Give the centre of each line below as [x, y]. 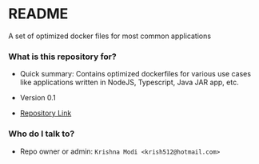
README [38, 14]
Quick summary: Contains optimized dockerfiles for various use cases [135, 74]
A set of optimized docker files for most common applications [110, 36]
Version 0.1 [38, 98]
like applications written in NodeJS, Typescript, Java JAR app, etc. [129, 82]
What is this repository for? [63, 57]
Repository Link [46, 113]
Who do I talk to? [42, 134]
